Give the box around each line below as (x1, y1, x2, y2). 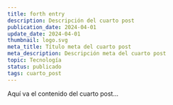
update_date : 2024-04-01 (7, 30, 81, 38)
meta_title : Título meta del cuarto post (7, 43, 132, 50)
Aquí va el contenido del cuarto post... (7, 89, 119, 98)
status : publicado (7, 63, 62, 70)
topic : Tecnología (7, 57, 62, 64)
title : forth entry (7, 10, 65, 18)
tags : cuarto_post (7, 70, 62, 77)
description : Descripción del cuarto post (7, 17, 135, 24)
